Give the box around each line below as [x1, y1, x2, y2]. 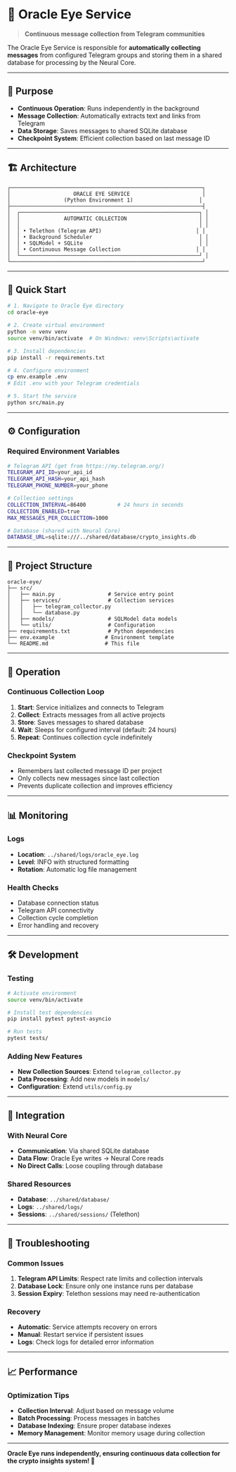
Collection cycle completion [17, 914, 98, 922]
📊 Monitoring [7, 810, 69, 822]
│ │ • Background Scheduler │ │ [7, 233, 209, 240]
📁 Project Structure [7, 559, 93, 571]
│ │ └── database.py [7, 610, 80, 617]
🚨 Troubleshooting [7, 1237, 90, 1249]
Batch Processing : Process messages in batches [17, 1414, 160, 1422]
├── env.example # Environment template [7, 634, 174, 641]
